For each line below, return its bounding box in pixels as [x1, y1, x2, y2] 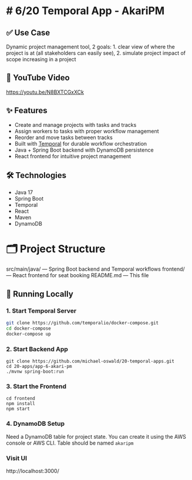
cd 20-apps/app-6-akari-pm [6, 363, 72, 369]
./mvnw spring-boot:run [6, 369, 65, 374]
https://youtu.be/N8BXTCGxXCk [6, 88, 84, 96]
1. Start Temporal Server [6, 307, 77, 315]
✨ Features [6, 106, 48, 116]
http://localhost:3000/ [6, 467, 60, 474]
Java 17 [14, 189, 33, 196]
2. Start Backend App [6, 345, 69, 353]
